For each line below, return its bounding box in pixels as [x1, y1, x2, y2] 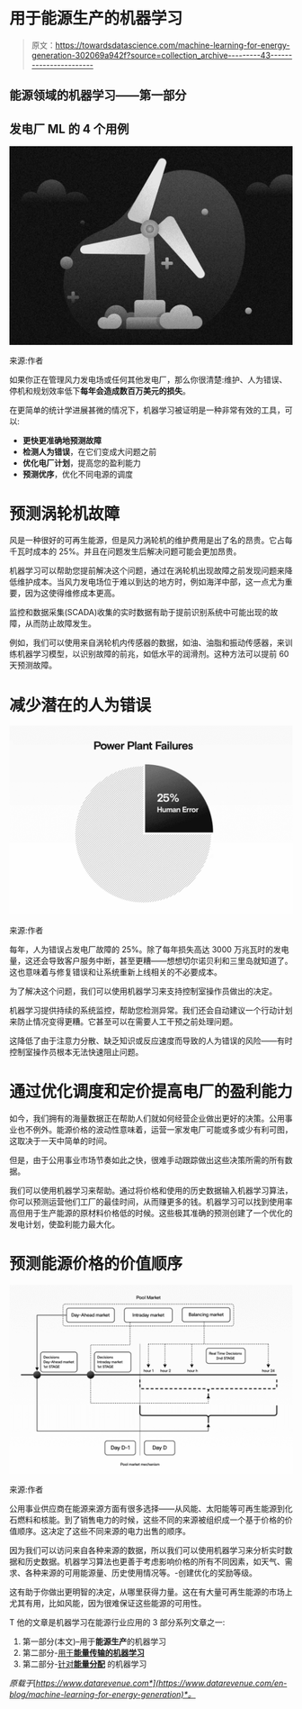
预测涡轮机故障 [9, 504, 120, 523]
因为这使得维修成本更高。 [24, 587, 120, 599]
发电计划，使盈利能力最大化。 [9, 1219, 120, 1230]
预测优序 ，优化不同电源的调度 [22, 468, 133, 479]
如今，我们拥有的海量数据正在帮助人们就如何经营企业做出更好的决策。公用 [9, 1114, 285, 1124]
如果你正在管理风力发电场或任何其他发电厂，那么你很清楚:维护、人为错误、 [9, 374, 288, 385]
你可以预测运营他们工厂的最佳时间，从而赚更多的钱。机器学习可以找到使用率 [9, 1196, 293, 1207]
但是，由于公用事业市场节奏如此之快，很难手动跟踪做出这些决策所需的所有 [9, 1155, 285, 1166]
